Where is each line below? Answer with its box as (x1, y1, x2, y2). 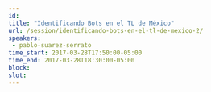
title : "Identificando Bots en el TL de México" (8, 19, 175, 27)
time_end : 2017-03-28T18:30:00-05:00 (8, 57, 135, 65)
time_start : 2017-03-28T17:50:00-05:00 (8, 49, 143, 57)
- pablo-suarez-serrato (11, 42, 92, 50)
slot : (8, 71, 27, 79)
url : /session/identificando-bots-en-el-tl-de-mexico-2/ (8, 26, 204, 34)
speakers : (8, 34, 42, 42)
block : (8, 64, 31, 72)
